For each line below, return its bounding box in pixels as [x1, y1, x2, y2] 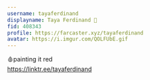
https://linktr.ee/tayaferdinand [7, 65, 92, 73]
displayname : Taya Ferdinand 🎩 [7, 17, 97, 23]
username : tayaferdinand [7, 10, 79, 17]
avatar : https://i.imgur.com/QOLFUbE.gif [7, 36, 129, 43]
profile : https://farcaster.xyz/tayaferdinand [7, 29, 144, 37]
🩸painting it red [7, 55, 53, 63]
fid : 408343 [7, 23, 41, 30]
